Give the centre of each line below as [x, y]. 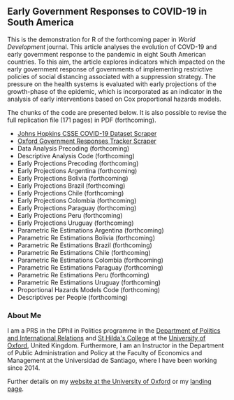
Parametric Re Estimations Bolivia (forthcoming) [86, 237]
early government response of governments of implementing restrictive [110, 69]
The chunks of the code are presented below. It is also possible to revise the [117, 112]
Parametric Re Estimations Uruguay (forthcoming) [89, 282]
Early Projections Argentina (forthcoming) [77, 170]
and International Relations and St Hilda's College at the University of [107, 338]
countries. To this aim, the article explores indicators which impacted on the [116, 62]
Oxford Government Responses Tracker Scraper [87, 141]
